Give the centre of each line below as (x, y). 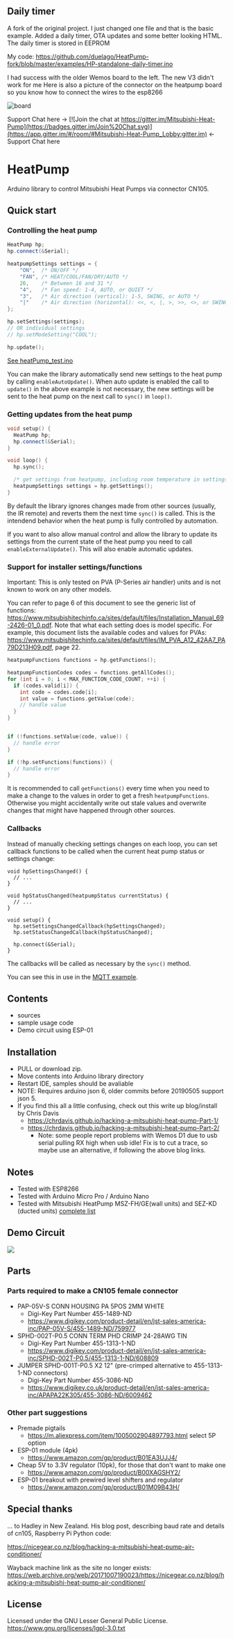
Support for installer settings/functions (75, 567)
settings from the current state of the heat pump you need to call (100, 541)
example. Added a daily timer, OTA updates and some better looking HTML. (115, 35)
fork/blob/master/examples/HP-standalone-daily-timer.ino (90, 64)
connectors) (51, 1372)
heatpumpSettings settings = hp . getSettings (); (84, 486)
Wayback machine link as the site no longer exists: (79, 1567)
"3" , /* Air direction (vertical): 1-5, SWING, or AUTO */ (110, 296)
